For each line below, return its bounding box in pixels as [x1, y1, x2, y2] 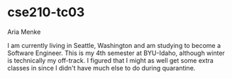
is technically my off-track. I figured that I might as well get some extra [7, 56, 214, 64]
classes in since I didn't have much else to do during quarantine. [7, 63, 196, 72]
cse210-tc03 [7, 4, 85, 20]
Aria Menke [7, 28, 41, 36]
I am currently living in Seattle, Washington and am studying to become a [7, 41, 221, 49]
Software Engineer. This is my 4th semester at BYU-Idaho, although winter [7, 49, 226, 57]
